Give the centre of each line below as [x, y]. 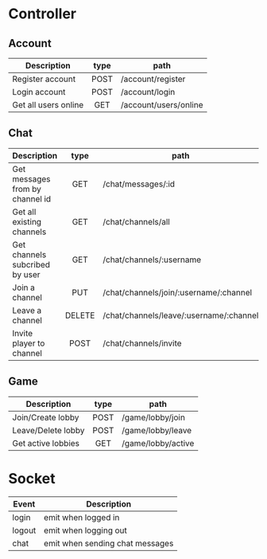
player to [29, 343]
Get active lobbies [46, 443]
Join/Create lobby [46, 417]
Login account [39, 92]
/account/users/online [162, 105]
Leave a [27, 310]
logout [24, 530]
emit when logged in [81, 517]
